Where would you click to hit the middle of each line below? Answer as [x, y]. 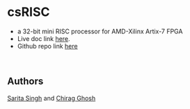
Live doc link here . [44, 38]
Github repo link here [47, 46]
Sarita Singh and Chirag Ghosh [52, 98]
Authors [25, 82]
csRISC [29, 12]
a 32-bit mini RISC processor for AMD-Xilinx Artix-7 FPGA [100, 31]
